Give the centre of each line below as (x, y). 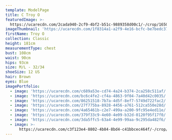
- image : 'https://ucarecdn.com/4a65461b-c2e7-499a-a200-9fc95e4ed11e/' (89, 110)
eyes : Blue (17, 82)
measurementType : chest (31, 48)
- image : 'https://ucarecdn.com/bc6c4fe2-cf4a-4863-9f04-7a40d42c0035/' (89, 96)
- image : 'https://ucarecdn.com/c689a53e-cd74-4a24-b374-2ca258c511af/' (89, 91)
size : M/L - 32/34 (25, 67)
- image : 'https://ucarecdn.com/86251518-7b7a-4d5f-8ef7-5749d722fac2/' (89, 101)
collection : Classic (27, 39)
